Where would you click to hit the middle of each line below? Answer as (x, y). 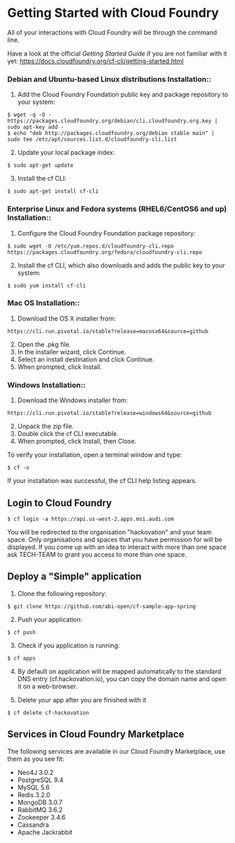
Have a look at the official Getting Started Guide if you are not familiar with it (117, 53)
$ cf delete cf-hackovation (48, 713)
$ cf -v (19, 468)
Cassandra (33, 825)
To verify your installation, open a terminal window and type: (95, 455)
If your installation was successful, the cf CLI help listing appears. (102, 481)
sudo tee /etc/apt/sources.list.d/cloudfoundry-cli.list (92, 140)
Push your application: (50, 619)
